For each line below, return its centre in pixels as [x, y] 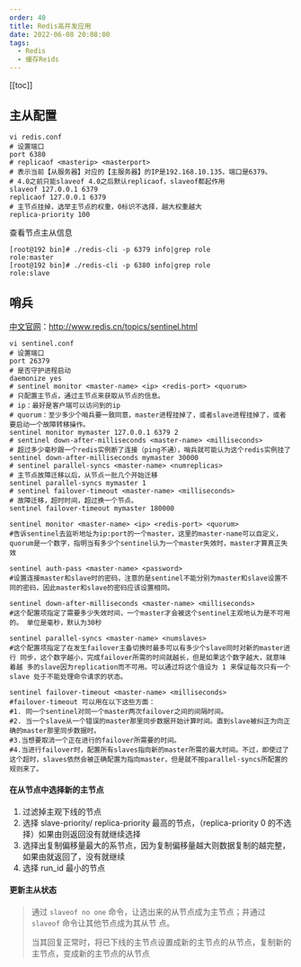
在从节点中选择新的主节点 [57, 790]
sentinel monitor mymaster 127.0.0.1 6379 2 [94, 432]
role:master [31, 258]
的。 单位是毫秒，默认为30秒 [56, 622]
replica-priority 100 [50, 214]
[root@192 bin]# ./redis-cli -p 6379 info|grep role [110, 249]
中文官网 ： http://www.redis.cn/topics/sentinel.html [103, 326]
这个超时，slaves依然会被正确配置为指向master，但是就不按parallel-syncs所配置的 [149, 759]
